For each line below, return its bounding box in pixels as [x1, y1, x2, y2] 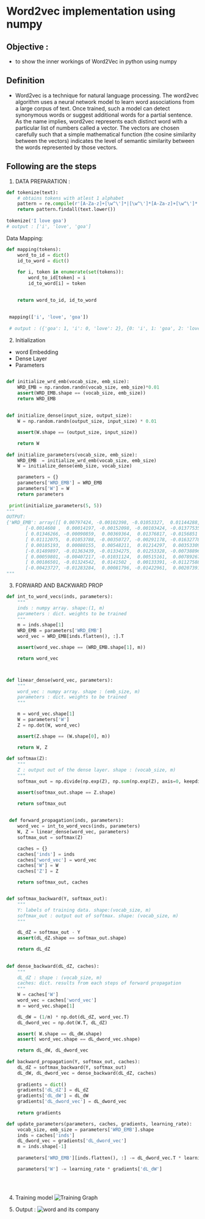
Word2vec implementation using [6, 4, 176, 18]
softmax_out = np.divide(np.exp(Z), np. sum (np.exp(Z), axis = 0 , [17, 778, 182, 785]
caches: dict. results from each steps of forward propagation [17, 980, 182, 986]
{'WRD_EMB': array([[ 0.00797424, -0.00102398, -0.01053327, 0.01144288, [6, 519, 201, 526]
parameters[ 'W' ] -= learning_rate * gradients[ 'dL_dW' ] [17, 1166, 163, 1172]
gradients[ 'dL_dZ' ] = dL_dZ [17, 1087, 88, 1093]
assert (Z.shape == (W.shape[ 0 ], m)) [17, 733, 111, 739]
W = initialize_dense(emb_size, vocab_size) [17, 463, 132, 469]
